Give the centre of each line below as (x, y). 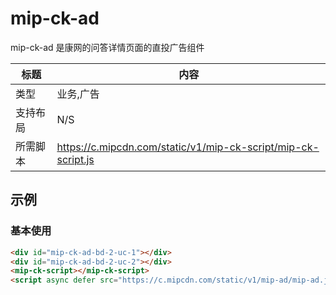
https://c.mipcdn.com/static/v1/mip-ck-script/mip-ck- (188, 147)
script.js (75, 159)
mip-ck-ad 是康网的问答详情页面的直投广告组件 (107, 47)
